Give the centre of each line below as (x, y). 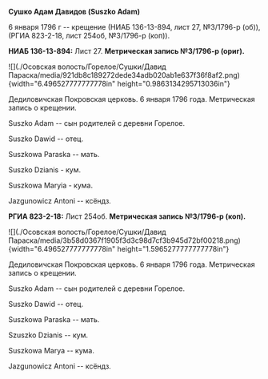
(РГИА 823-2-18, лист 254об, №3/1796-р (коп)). (89, 36)
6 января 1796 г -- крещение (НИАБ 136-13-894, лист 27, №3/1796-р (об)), (134, 27)
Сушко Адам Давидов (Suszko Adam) (74, 12)
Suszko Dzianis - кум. (45, 170)
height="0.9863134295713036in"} (174, 84)
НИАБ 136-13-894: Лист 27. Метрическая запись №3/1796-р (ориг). (127, 51)
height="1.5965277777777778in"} (173, 249)
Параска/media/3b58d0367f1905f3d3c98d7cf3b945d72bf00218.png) (125, 240)
